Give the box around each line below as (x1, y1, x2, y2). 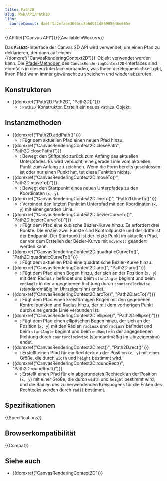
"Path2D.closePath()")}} (12, 148, 62, 154)
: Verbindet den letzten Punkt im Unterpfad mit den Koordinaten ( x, (19, 201, 158, 207)
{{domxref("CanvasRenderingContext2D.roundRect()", (12, 360, 124, 366)
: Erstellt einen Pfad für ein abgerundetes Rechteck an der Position (19, 371, 157, 377)
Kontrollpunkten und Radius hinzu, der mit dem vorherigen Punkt (19, 302, 153, 308)
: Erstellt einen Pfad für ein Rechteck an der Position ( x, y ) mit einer (19, 349, 160, 355)
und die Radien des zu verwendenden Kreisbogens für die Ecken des (19, 381, 162, 387)
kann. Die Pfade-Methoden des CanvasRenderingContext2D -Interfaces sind (5, 60, 157, 66)
